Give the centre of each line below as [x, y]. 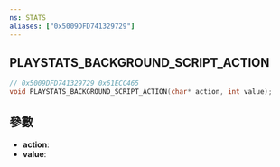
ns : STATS [28, 18]
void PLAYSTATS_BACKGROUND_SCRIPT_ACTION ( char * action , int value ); [141, 92]
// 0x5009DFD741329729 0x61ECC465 [75, 83]
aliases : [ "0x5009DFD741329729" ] [72, 26]
